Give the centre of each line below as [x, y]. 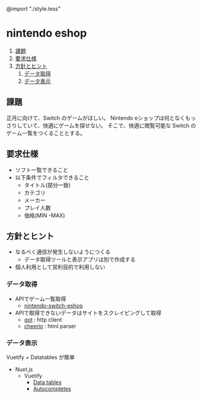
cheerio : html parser [50, 326]
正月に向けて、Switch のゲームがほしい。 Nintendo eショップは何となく [96, 118]
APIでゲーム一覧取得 [41, 298]
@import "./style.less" [34, 9]
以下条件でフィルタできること [52, 177]
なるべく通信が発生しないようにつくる [63, 252]
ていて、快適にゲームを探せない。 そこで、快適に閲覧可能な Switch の [109, 125]
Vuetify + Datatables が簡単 [41, 357]
